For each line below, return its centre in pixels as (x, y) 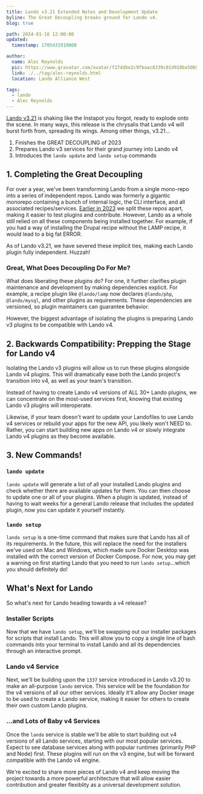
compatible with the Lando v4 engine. (53, 760)
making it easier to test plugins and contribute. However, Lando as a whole (99, 215)
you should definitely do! (37, 569)
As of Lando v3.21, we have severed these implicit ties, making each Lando (100, 246)
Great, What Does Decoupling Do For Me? (69, 268)
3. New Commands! (44, 455)
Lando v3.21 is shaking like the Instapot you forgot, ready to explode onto (98, 118)
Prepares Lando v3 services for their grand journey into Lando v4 (96, 149)
